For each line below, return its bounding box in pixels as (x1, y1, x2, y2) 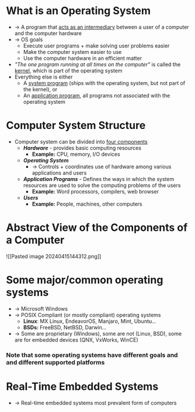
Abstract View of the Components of (6, 221, 188, 234)
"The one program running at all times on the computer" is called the (14, 60, 181, 68)
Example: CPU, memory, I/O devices (32, 151, 121, 158)
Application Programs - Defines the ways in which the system (23, 175, 175, 182)
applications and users (32, 169, 87, 176)
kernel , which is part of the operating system (14, 67, 123, 74)
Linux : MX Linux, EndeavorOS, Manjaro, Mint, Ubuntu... (23, 318, 156, 325)
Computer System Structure (6, 119, 146, 132)
